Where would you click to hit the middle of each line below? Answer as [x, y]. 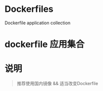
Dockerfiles [29, 9]
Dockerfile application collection [37, 23]
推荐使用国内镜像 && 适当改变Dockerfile [57, 84]
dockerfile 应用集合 [45, 44]
